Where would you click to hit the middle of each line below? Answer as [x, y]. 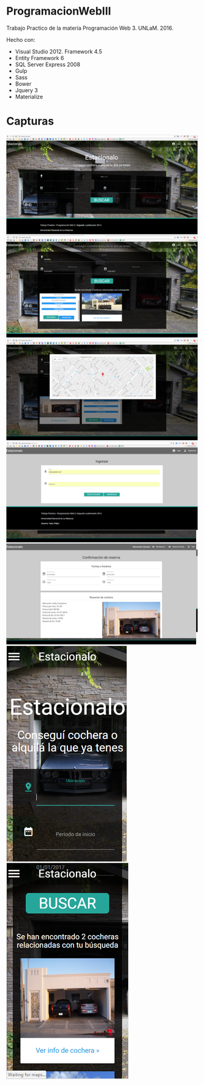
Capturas [30, 121]
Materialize [29, 97]
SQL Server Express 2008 [48, 64]
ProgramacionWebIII [59, 11]
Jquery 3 [26, 90]
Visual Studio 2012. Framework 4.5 [58, 51]
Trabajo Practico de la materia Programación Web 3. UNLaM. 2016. [90, 28]
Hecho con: [21, 39]
